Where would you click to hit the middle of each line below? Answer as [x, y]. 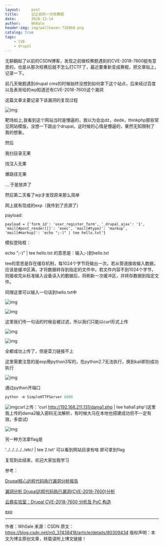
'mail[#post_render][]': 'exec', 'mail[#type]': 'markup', [66, 228]
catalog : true [20, 32]
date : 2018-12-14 [29, 19]
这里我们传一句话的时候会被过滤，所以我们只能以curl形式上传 [67, 322]
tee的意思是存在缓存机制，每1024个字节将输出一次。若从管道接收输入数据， [82, 263]
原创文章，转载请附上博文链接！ [54, 539]
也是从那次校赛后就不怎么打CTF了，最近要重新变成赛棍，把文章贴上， [88, 67]
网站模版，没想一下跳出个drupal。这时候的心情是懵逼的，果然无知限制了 [82, 126]
